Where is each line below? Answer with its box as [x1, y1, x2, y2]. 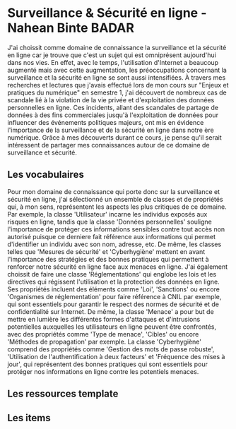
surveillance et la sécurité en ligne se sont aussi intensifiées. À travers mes [7, 73, 226, 82]
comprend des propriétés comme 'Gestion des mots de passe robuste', [7, 344, 215, 354]
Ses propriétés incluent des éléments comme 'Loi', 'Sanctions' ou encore [7, 284, 220, 294]
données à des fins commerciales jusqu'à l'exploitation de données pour [7, 111, 219, 119]
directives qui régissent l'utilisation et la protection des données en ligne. [7, 277, 220, 286]
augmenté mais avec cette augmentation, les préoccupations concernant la [7, 66, 228, 74]
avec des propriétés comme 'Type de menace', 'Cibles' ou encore [7, 330, 199, 338]
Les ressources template [7, 388, 119, 400]
